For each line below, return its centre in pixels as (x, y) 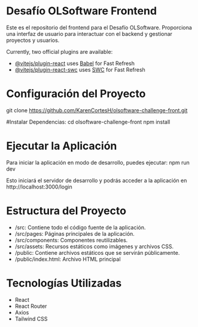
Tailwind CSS (31, 319)
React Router (31, 306)
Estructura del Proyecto (66, 211)
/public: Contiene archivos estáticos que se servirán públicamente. (97, 252)
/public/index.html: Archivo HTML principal (68, 259)
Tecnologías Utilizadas (64, 283)
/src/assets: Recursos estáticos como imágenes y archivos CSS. (94, 246)
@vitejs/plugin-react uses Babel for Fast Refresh (75, 63)
